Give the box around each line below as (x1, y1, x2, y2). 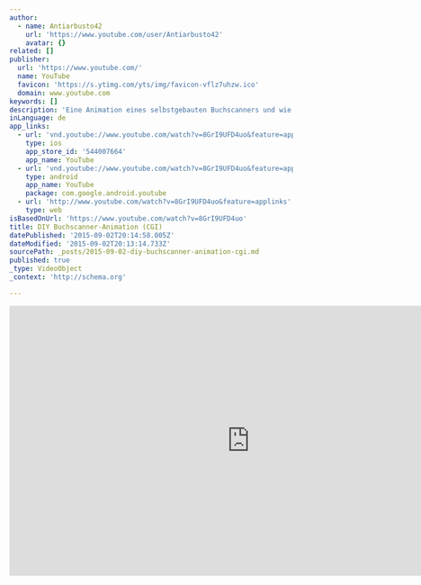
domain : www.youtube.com (17, 88, 111, 97)
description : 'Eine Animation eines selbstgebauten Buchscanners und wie (9, 105, 292, 114)
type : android (25, 172, 78, 181)
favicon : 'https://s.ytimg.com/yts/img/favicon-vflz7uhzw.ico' (17, 80, 259, 89)
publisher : (9, 55, 50, 64)
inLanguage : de (9, 113, 67, 122)
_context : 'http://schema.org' (9, 273, 127, 282)
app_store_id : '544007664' (25, 147, 127, 156)
